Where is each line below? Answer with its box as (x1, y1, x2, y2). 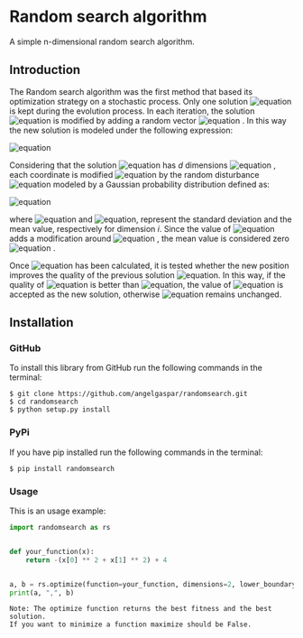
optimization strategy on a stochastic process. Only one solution (9, 96, 248, 106)
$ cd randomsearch (9, 397, 78, 407)
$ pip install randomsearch (9, 464, 115, 473)
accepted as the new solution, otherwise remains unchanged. (9, 289, 282, 300)
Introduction (9, 62, 81, 78)
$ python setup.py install (9, 405, 111, 414)
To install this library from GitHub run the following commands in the (9, 363, 263, 374)
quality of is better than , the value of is (9, 279, 284, 290)
